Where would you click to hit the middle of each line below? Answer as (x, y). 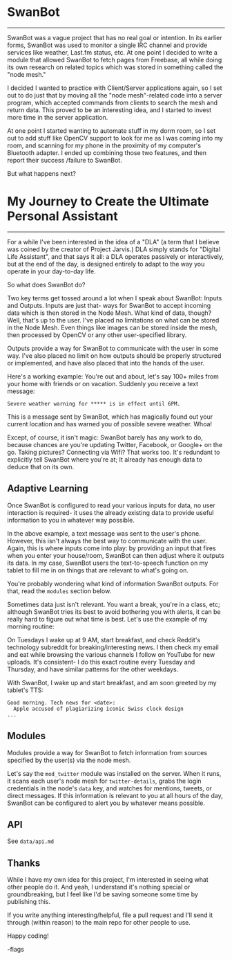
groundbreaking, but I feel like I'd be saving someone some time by (103, 894)
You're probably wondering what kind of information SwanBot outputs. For (113, 583)
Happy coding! (28, 936)
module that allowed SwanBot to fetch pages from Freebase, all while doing (115, 60)
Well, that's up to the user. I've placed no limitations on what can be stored (113, 320)
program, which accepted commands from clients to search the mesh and (113, 102)
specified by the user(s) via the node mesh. (69, 760)
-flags (16, 950)
